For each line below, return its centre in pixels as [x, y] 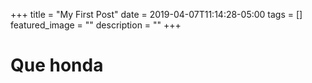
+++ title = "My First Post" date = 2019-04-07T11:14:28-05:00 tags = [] [156, 14]
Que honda [57, 65]
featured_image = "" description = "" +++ [96, 25]
